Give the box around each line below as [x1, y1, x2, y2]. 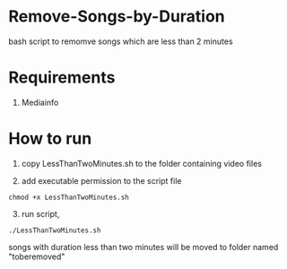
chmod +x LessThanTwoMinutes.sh [8, 193, 129, 202]
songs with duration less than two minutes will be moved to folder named [8, 241, 279, 252]
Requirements [8, 67, 116, 88]
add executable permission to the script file [21, 175, 182, 186]
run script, [21, 208, 60, 219]
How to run [8, 128, 92, 149]
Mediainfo [21, 97, 59, 108]
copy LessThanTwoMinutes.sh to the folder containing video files [21, 158, 262, 169]
